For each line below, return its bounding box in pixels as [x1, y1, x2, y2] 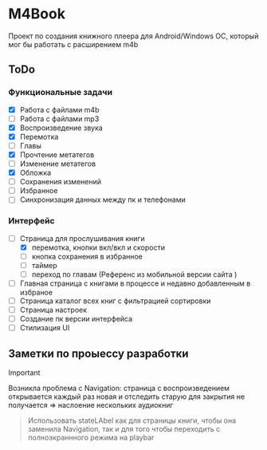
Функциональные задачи [8, 87, 113, 98]
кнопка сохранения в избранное [31, 251, 143, 261]
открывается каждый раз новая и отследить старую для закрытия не [8, 392, 245, 401]
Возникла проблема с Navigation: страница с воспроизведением [8, 384, 230, 393]
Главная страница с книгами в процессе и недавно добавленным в [19, 278, 251, 288]
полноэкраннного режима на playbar [27, 432, 155, 443]
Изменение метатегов [19, 159, 96, 168]
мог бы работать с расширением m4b [8, 39, 139, 49]
